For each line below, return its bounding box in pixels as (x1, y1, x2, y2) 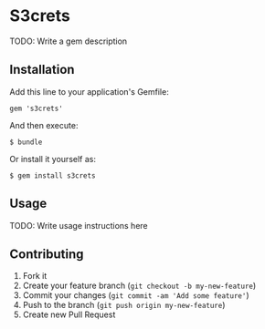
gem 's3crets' (9, 104, 64, 113)
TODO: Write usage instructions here (9, 220, 148, 231)
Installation (9, 62, 75, 77)
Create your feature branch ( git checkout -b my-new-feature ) (22, 280, 257, 292)
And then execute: (9, 119, 79, 130)
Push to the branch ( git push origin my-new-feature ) (22, 300, 226, 311)
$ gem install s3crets (9, 170, 96, 180)
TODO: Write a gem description (9, 36, 128, 46)
